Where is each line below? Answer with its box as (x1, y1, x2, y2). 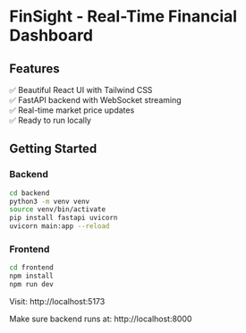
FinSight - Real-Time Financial (9, 6, 238, 27)
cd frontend (9, 263, 54, 272)
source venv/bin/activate (9, 205, 106, 214)
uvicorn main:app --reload (9, 222, 110, 231)
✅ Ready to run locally (9, 115, 92, 125)
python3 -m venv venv (9, 197, 90, 206)
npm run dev (9, 280, 54, 289)
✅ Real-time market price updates (9, 105, 135, 115)
